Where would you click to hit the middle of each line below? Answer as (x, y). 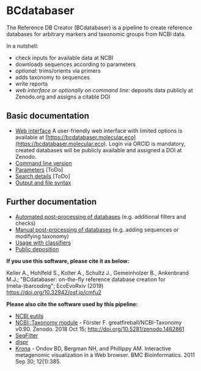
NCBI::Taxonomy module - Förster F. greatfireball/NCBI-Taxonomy (98, 322)
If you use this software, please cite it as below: (68, 261)
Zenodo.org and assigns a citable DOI (63, 97)
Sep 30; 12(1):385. (38, 361)
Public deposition (37, 249)
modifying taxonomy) (42, 236)
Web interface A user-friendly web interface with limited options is (99, 130)
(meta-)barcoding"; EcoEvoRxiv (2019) (55, 285)
